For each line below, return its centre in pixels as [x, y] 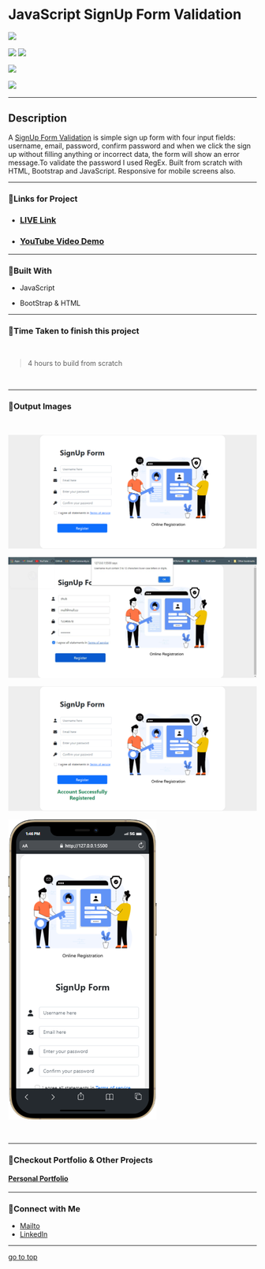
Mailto [30, 1226]
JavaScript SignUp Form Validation [125, 15]
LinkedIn [34, 1234]
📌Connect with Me [44, 1208]
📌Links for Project [43, 199]
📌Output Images [40, 406]
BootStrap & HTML [50, 303]
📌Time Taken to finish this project [74, 331]
